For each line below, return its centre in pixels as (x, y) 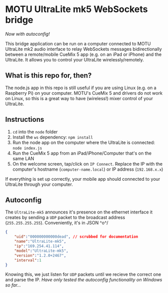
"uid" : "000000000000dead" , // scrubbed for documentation (76, 237)
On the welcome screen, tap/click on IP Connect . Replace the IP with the (88, 164)
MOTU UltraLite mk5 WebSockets (77, 9)
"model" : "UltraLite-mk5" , (41, 251)
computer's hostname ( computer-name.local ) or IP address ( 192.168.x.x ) (88, 169)
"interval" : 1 (28, 260)
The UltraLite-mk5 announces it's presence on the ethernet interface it (79, 212)
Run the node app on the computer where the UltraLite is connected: (84, 142)
